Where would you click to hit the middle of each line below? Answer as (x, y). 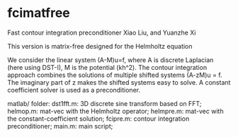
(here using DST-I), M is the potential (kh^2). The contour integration (107, 67)
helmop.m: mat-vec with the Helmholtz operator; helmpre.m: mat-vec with (116, 111)
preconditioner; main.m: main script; (60, 126)
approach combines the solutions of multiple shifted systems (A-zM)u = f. (115, 75)
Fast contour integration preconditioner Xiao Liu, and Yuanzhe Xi (102, 32)
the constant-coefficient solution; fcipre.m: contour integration (98, 119)
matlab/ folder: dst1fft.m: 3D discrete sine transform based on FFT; (104, 103)
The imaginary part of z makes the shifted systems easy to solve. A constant (119, 82)
